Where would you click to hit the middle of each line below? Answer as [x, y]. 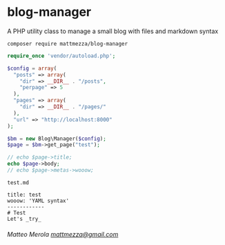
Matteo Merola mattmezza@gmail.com [63, 234]
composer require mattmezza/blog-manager [68, 43]
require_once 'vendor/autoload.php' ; [61, 56]
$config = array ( [32, 68]
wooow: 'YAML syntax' [38, 201]
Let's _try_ [24, 219]
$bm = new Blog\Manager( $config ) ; [57, 139]
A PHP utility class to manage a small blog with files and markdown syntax [113, 31]
